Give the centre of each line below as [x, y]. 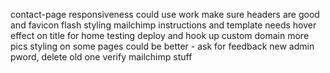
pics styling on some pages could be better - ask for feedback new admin [162, 46]
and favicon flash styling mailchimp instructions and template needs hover [163, 25]
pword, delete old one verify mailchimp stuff [101, 57]
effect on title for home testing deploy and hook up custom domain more [160, 35]
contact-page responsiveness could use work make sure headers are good [165, 14]
